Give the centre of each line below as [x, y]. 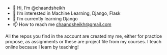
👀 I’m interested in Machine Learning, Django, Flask [66, 13]
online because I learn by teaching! [42, 47]
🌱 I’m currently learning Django [45, 19]
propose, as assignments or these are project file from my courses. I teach [83, 42]
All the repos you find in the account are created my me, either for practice [83, 36]
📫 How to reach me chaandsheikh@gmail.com [62, 24]
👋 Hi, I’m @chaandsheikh [39, 8]
